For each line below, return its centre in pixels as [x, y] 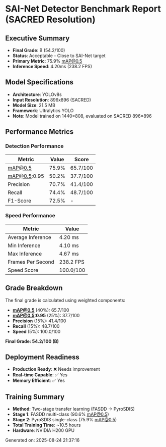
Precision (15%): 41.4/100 [39, 321]
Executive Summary [37, 38]
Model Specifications [39, 82]
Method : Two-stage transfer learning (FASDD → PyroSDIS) [73, 409]
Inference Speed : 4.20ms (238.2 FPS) [52, 66]
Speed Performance [30, 216]
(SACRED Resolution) [50, 19]
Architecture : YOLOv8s [37, 94]
